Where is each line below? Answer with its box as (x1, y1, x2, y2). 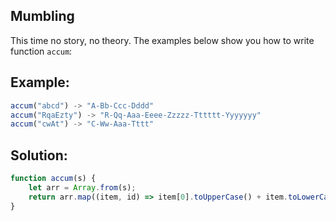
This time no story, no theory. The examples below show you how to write (10, 34, 315, 46)
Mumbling (10, 8, 75, 25)
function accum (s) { (10, 174, 97, 184)
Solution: (10, 147, 68, 164)
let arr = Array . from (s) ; (28, 182, 137, 193)
